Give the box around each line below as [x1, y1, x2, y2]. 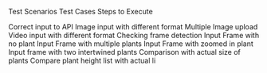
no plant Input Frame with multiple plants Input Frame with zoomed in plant [8, 39, 253, 48]
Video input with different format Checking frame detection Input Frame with [8, 31, 260, 40]
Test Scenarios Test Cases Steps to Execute [8, 7, 153, 16]
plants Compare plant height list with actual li [8, 56, 156, 65]
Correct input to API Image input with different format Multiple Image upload [8, 22, 258, 31]
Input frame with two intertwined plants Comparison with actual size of [8, 48, 241, 56]
